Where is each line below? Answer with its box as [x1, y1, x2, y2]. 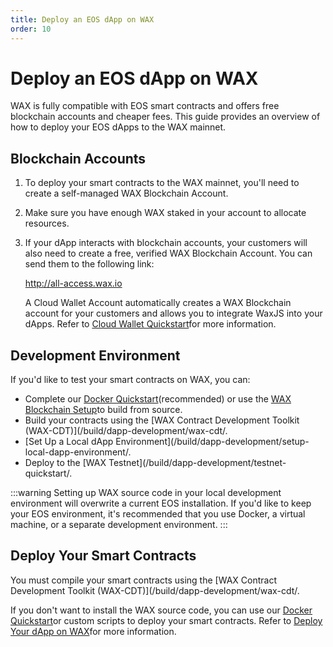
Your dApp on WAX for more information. [10, 625, 177, 637]
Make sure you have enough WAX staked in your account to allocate [24, 207, 307, 219]
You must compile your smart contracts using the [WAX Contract [10, 574, 277, 586]
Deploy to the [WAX [24, 457, 107, 469]
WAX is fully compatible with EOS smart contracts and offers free [10, 100, 280, 112]
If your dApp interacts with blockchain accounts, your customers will [24, 237, 308, 249]
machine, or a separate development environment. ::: [10, 519, 228, 531]
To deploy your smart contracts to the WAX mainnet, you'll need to [24, 177, 300, 189]
